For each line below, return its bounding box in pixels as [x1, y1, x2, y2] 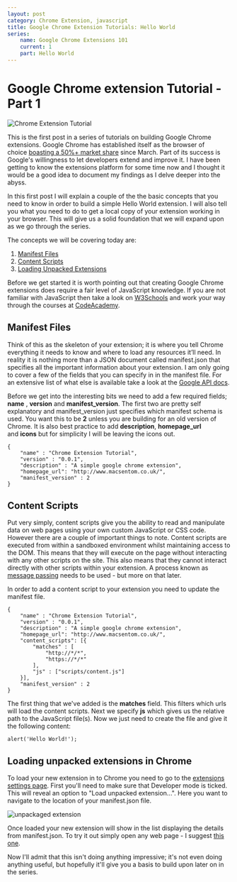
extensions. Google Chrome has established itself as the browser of [7, 140, 205, 149]
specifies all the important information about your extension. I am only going [7, 363, 230, 371]
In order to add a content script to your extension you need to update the [7, 585, 220, 593]
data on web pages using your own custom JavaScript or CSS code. [7, 526, 207, 534]
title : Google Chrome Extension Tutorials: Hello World [7, 23, 175, 31]
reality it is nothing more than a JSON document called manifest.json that [7, 355, 221, 364]
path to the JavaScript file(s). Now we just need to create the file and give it [7, 715, 228, 723]
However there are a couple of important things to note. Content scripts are [7, 534, 227, 542]
